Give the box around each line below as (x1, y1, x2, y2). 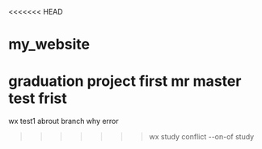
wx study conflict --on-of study (149, 132, 255, 142)
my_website (8, 36, 91, 53)
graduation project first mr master (8, 72, 242, 91)
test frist (8, 89, 67, 108)
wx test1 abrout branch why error (8, 117, 119, 126)
